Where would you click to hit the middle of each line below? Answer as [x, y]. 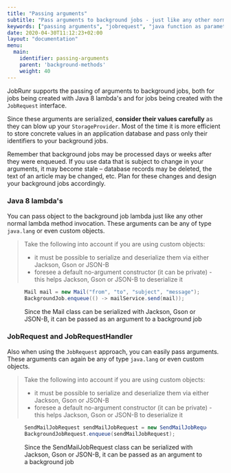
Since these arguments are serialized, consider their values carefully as [110, 118]
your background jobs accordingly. [57, 183]
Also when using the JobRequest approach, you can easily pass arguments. [113, 351]
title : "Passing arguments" [47, 13]
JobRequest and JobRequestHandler [70, 337]
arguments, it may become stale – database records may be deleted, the [110, 169]
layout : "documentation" [43, 39]
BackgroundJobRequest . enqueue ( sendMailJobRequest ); [100, 434]
